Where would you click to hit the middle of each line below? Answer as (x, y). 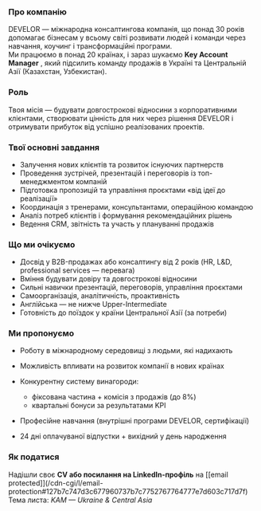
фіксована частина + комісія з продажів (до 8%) (114, 397)
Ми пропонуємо (41, 333)
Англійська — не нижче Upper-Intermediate (93, 305)
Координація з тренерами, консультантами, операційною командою (136, 206)
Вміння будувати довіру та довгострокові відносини (108, 279)
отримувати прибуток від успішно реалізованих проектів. (107, 127)
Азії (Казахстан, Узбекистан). (58, 72)
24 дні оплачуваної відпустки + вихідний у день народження (123, 436)
